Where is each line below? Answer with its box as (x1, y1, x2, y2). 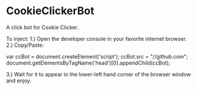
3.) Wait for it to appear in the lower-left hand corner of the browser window (6, 70, 191, 78)
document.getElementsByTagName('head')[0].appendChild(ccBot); (6, 59, 170, 66)
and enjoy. (6, 77, 31, 84)
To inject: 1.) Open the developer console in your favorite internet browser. (6, 35, 188, 42)
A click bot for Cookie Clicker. (6, 24, 79, 31)
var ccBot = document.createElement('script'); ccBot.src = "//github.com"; (6, 53, 188, 60)
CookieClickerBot (6, 4, 95, 18)
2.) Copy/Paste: (6, 41, 44, 49)
